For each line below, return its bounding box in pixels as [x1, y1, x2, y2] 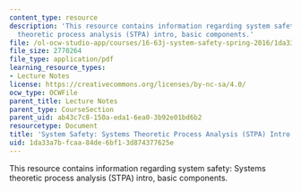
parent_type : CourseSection [9, 105, 115, 114]
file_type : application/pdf [9, 55, 115, 64]
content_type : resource [9, 13, 99, 22]
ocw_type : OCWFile [9, 88, 78, 97]
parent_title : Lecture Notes [9, 96, 118, 106]
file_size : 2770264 [9, 47, 82, 56]
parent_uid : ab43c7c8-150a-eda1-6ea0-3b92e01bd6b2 [9, 113, 202, 122]
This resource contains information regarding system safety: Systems [9, 162, 266, 173]
